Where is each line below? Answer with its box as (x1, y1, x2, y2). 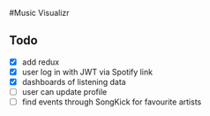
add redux (21, 57, 60, 67)
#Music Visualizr (9, 8, 70, 18)
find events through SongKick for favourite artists (21, 97, 202, 107)
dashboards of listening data (21, 76, 126, 87)
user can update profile (21, 87, 108, 97)
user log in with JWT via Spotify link (21, 66, 153, 77)
